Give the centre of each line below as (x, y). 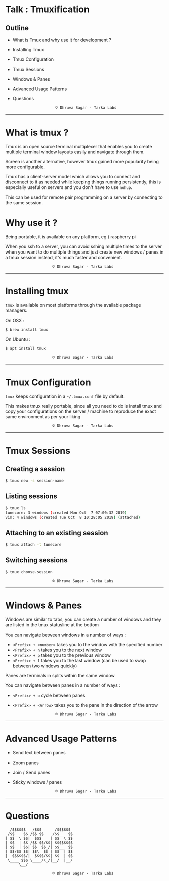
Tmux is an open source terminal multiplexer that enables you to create (79, 146)
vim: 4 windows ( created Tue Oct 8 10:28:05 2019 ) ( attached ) (73, 517)
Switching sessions (36, 560)
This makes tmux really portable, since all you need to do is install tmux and (83, 406)
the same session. (24, 202)
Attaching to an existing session (57, 533)
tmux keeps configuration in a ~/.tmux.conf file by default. (65, 396)
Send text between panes (39, 753)
